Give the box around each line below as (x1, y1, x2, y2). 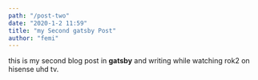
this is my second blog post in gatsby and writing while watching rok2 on (8, 56, 250, 66)
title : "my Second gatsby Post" (8, 26, 116, 34)
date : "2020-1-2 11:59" (8, 19, 88, 27)
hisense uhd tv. (8, 65, 59, 74)
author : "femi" (8, 34, 59, 42)
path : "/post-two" (8, 11, 70, 20)
